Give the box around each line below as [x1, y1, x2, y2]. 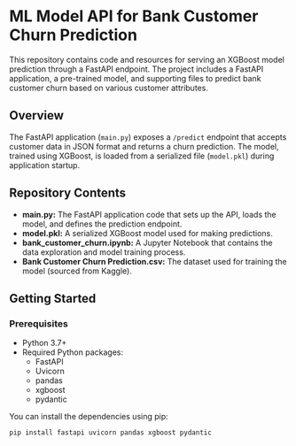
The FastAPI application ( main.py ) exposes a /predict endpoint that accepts [9, 131, 287, 142]
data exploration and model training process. [21, 246, 186, 258]
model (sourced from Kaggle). [21, 265, 133, 276]
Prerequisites [9, 317, 68, 329]
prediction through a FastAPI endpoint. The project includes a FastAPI [9, 64, 264, 74]
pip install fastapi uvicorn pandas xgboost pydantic [9, 428, 213, 437]
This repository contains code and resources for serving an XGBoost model [9, 54, 285, 65]
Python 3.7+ [21, 338, 67, 349]
